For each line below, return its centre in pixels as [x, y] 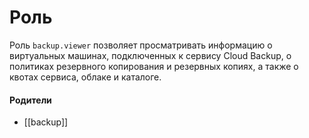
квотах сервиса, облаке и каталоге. [85, 77]
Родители [30, 100]
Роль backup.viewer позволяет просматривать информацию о [141, 45]
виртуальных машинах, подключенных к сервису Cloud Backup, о [150, 55]
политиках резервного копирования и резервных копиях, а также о [154, 66]
